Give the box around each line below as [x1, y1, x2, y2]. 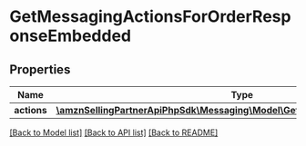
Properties [9, 62, 71, 77]
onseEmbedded [9, 25, 132, 46]
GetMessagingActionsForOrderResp [9, 6, 291, 27]
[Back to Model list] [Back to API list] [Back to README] [9, 127, 219, 138]
